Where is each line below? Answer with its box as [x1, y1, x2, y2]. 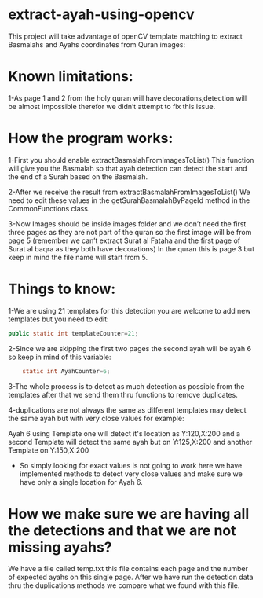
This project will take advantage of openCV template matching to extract [8, 31, 243, 41]
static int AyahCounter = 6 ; [22, 367, 111, 375]
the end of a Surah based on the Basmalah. [8, 171, 148, 182]
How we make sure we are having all [8, 504, 250, 523]
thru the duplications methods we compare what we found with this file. [8, 581, 240, 590]
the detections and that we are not [8, 521, 237, 539]
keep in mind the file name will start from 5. [8, 252, 148, 262]
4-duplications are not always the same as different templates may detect [8, 405, 247, 414]
